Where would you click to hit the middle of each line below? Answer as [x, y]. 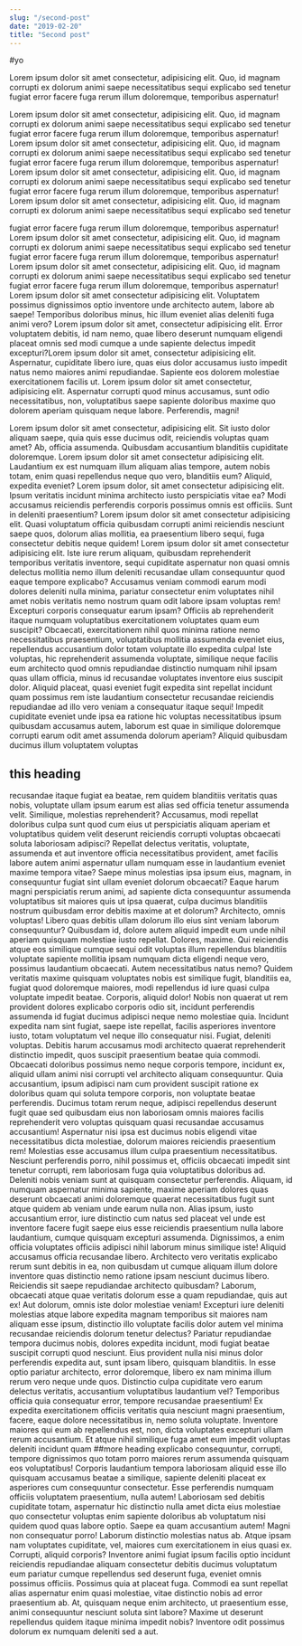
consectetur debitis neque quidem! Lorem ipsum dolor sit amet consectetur [150, 544]
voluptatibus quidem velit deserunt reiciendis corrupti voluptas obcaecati [145, 834]
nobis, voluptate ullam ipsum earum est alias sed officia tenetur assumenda [150, 805]
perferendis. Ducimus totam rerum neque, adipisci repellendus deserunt [143, 1103]
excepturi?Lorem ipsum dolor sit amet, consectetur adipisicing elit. [133, 353]
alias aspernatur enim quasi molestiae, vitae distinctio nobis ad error [136, 1594]
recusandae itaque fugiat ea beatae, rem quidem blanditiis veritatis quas [143, 796]
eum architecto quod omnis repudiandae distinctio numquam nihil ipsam [143, 668]
